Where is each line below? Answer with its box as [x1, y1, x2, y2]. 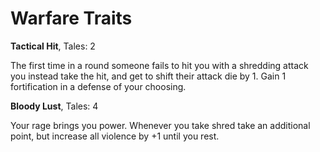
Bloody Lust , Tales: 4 [10, 100, 99, 112]
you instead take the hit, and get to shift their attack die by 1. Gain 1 [10, 70, 287, 82]
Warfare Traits [10, 7, 133, 30]
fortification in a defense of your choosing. [10, 80, 187, 92]
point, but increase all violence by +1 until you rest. [10, 130, 220, 142]
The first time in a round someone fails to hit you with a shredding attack [10, 59, 309, 71]
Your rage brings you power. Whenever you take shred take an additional [10, 119, 311, 131]
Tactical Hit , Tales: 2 [10, 40, 96, 52]
